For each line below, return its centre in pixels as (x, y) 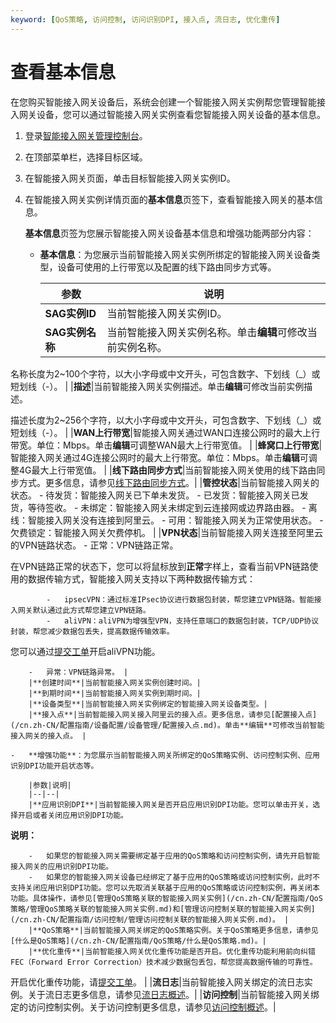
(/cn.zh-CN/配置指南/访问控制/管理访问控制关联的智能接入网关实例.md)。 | (150, 919)
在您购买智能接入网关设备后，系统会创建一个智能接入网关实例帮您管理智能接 (168, 102)
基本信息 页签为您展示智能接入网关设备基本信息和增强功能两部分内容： (169, 233)
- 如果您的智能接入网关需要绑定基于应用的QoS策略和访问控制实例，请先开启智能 (174, 856)
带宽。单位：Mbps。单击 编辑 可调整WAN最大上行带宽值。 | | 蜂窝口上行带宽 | (166, 445)
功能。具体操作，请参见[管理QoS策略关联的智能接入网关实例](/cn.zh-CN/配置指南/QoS (166, 898)
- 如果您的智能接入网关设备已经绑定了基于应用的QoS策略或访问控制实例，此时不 (174, 877)
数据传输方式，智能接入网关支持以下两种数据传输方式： (141, 578)
